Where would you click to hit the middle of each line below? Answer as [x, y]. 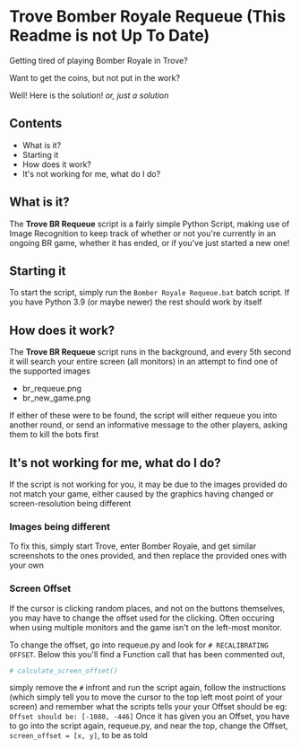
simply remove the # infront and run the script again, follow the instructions [148, 688]
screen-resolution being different [70, 503]
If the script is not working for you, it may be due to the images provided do [149, 484]
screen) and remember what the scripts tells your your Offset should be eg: [148, 707]
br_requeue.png [52, 389]
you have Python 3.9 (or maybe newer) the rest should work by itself [136, 302]
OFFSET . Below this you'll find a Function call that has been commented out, [147, 654]
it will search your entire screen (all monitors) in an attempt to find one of [144, 362]
